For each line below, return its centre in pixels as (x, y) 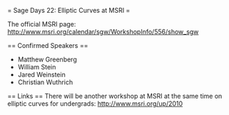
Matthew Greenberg (47, 59)
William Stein (37, 67)
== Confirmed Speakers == (48, 45)
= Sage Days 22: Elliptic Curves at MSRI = (69, 10)
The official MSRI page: (42, 24)
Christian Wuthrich (45, 82)
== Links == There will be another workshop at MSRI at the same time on (115, 96)
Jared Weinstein (41, 75)
